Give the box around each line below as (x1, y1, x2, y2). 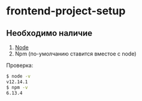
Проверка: (6, 62, 34, 69)
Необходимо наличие (6, 28, 93, 38)
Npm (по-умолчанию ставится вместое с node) (14, 50, 137, 57)
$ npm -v (6, 84, 28, 90)
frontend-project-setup (6, 4, 126, 18)
